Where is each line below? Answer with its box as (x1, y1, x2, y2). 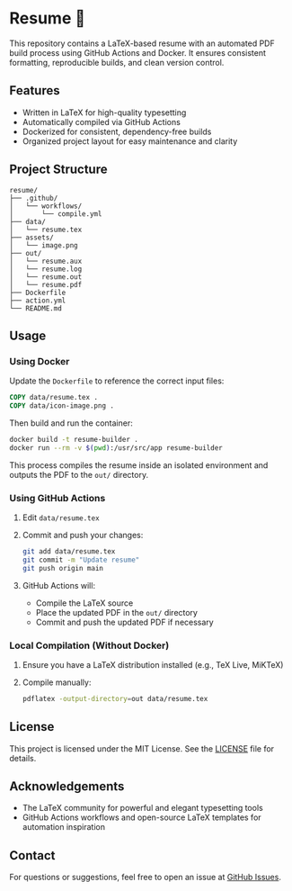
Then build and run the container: (9, 418, 133, 428)
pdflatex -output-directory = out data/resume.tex (22, 694, 208, 703)
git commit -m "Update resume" (22, 555, 140, 564)
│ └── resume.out (9, 272, 83, 282)
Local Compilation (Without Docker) (9, 639, 170, 652)
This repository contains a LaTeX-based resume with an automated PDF (9, 38, 276, 49)
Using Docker (9, 355, 70, 367)
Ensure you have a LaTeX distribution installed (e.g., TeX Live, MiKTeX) (22, 659, 284, 670)
